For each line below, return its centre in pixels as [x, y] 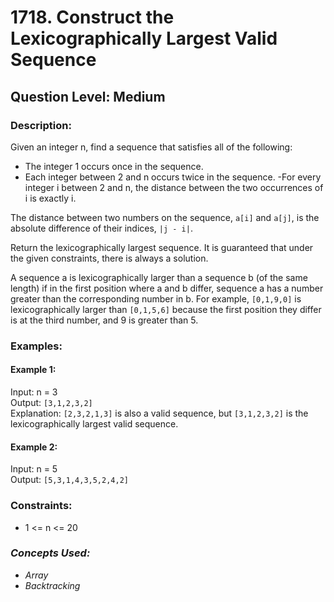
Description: [41, 125]
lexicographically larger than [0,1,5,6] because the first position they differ [166, 309]
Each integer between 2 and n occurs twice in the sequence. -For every [173, 177]
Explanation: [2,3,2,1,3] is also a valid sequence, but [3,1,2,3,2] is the [159, 413]
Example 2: [34, 447]
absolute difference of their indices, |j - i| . [101, 228]
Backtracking [52, 585]
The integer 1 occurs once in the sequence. [114, 166]
